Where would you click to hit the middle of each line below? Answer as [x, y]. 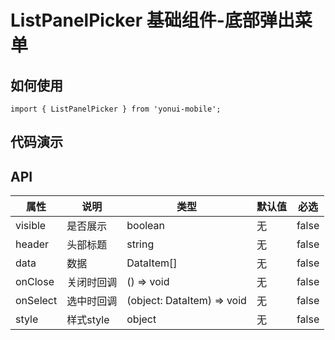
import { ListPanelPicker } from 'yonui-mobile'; [116, 109]
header [32, 244]
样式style [88, 320]
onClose [35, 282]
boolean [146, 226]
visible [31, 226]
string [140, 244]
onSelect [36, 301]
